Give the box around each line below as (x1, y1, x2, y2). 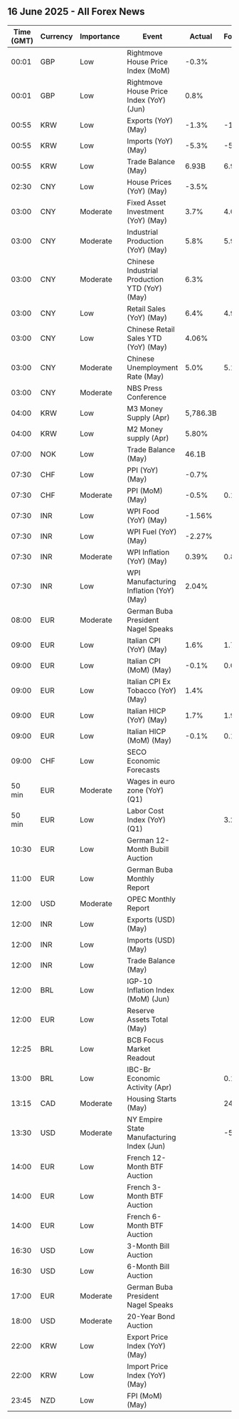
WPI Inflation (127, 547, 170, 557)
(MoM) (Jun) (127, 994, 170, 1004)
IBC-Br (127, 1064, 152, 1074)
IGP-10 (127, 976, 153, 986)
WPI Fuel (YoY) (127, 527, 177, 536)
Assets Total (127, 1014, 169, 1024)
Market (127, 1044, 151, 1054)
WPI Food (127, 506, 160, 516)
